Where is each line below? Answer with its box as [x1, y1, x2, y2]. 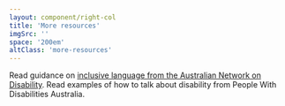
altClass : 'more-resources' [9, 46, 113, 55]
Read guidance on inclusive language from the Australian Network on [9, 70, 262, 80]
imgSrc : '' [9, 29, 49, 38]
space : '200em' [9, 37, 65, 47]
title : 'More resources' [9, 21, 101, 30]
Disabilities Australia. [9, 89, 86, 100]
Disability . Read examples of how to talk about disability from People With [9, 79, 277, 90]
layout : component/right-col [9, 12, 116, 22]
